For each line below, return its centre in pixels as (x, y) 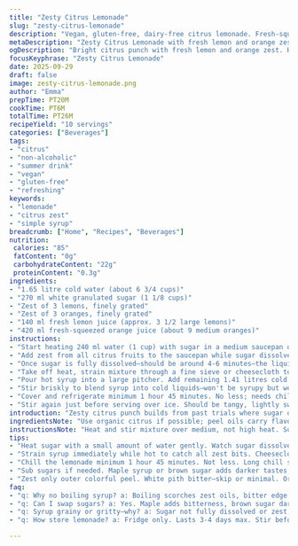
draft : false (33, 75)
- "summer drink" (41, 166)
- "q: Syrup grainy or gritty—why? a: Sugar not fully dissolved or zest (149, 512)
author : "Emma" (37, 91)
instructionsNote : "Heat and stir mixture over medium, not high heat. (144, 429)
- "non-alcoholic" (43, 157)
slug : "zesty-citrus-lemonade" (67, 26)
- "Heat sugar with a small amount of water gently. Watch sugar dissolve (150, 446)
